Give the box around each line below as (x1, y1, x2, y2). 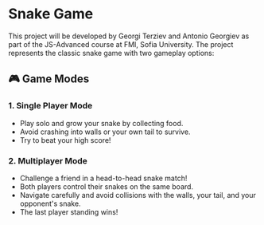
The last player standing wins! (19, 207, 118, 216)
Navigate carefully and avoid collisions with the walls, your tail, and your (19, 190, 257, 199)
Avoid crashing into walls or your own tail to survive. (19, 127, 191, 136)
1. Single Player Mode (8, 101, 93, 112)
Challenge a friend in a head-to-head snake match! (19, 173, 188, 183)
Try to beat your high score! (19, 135, 111, 144)
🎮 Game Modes (8, 73, 90, 86)
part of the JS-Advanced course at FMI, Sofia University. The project (8, 39, 234, 49)
